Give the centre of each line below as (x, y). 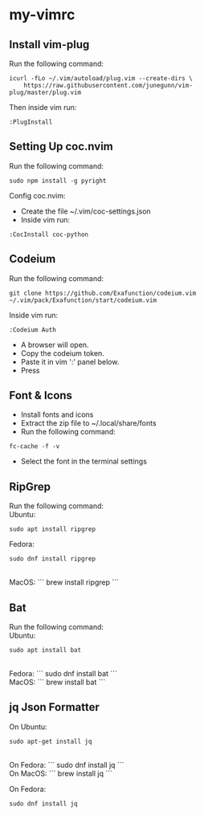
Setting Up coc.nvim (61, 147)
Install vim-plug (49, 45)
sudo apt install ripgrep (52, 529)
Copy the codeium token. (63, 353)
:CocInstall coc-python (49, 235)
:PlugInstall (31, 122)
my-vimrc (42, 15)
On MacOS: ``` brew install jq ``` (61, 773)
